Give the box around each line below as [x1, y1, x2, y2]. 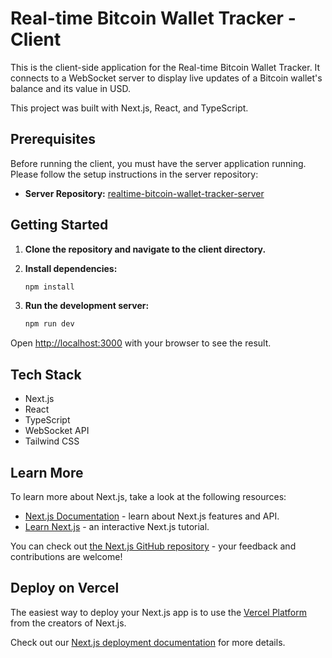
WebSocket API [24, 425, 90, 437]
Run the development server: [24, 300, 150, 312]
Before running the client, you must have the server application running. [10, 157, 307, 169]
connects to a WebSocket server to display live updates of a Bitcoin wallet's [10, 72, 323, 84]
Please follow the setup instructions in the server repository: [10, 168, 259, 180]
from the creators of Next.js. [10, 617, 127, 629]
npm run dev [24, 319, 75, 329]
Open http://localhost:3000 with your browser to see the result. [10, 337, 272, 349]
